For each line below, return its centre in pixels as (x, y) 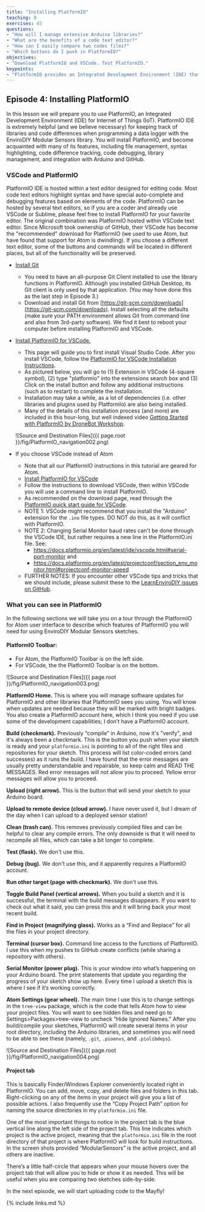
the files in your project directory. (48, 931)
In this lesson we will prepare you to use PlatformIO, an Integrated (89, 114)
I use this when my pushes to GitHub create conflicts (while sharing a (94, 949)
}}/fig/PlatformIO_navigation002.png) (62, 442)
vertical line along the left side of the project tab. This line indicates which (99, 1129)
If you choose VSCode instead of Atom (64, 454)
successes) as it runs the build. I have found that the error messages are (97, 759)
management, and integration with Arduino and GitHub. (76, 159)
